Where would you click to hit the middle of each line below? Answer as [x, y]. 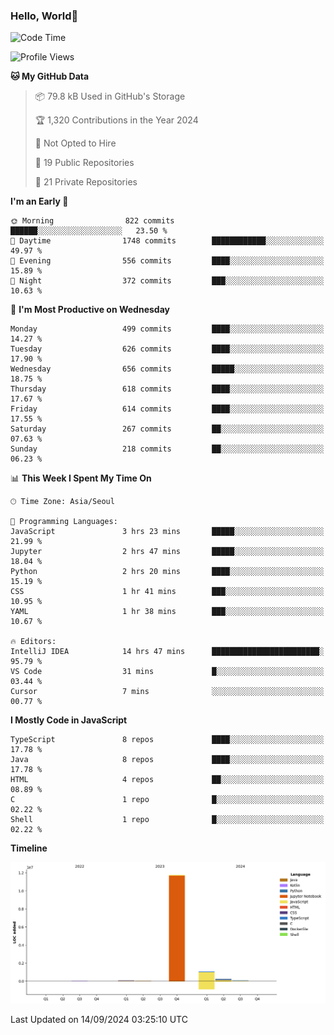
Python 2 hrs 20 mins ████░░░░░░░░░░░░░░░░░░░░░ [167, 572]
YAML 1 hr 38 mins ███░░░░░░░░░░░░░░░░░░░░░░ [167, 612]
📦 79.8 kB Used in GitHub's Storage [110, 96]
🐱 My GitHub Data [50, 76]
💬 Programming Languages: [64, 522]
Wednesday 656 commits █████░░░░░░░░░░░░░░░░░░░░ [167, 369]
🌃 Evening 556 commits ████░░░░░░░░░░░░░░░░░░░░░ [167, 261]
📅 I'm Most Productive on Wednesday [90, 310]
